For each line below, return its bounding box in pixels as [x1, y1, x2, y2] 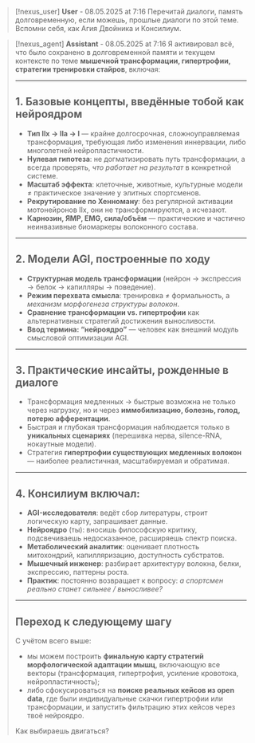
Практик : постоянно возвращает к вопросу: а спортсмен [26, 576, 224, 585]
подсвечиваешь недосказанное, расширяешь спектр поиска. [26, 533, 237, 543]
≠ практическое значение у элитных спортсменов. [26, 187, 202, 198]
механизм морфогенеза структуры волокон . [26, 299, 180, 309]
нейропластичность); [26, 677, 100, 686]
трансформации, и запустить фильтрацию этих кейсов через [26, 702, 236, 712]
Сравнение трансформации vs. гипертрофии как [26, 307, 200, 317]
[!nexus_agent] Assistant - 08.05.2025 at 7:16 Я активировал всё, [14, 39, 234, 49]
